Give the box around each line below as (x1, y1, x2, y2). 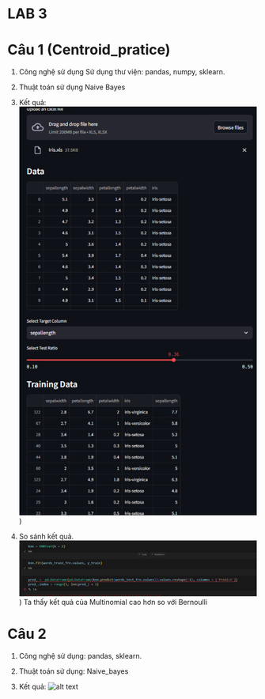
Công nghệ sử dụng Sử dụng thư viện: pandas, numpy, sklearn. (18, 67, 225, 77)
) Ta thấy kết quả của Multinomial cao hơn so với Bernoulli (18, 597, 207, 606)
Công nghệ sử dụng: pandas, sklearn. (18, 651, 142, 660)
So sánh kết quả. (18, 531, 74, 542)
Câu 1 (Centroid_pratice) (7, 41, 171, 59)
